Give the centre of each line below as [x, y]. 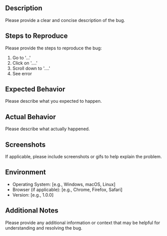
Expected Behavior [35, 89]
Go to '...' [21, 57]
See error [22, 73]
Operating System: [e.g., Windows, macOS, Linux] [64, 184]
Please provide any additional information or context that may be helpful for [83, 223]
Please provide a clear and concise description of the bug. [65, 20]
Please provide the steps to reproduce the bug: [54, 48]
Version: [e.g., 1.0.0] [33, 195]
